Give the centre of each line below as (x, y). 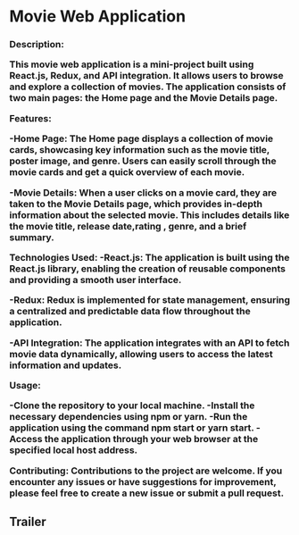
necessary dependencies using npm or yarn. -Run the (129, 417)
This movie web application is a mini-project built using (132, 64)
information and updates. (66, 365)
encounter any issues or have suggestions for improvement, (143, 481)
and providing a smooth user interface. (96, 280)
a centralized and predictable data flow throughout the (130, 312)
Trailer (28, 522)
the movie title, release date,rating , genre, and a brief (128, 226)
